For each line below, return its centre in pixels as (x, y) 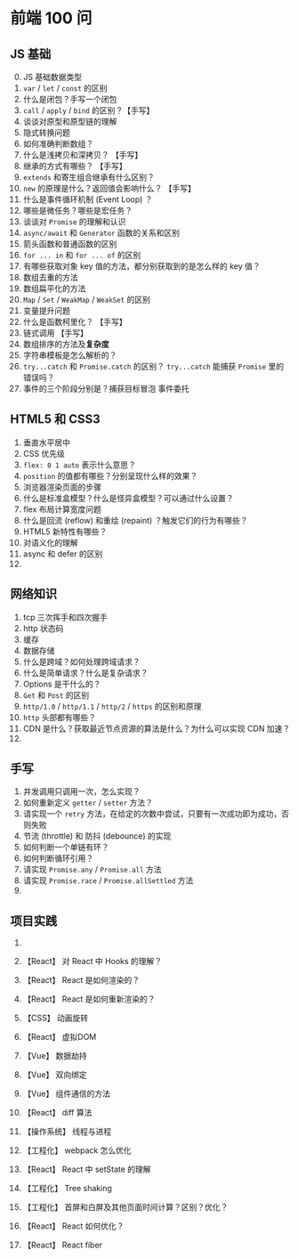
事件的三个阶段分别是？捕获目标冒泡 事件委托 (106, 389)
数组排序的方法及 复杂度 (66, 344)
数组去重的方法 (50, 277)
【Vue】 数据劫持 (55, 1056)
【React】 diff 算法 (57, 1113)
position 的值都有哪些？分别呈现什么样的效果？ (110, 475)
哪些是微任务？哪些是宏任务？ (77, 211)
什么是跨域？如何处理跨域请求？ (81, 661)
